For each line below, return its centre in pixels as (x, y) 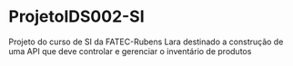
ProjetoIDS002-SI (76, 17)
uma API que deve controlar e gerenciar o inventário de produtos (130, 51)
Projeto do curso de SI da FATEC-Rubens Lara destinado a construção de (146, 42)
